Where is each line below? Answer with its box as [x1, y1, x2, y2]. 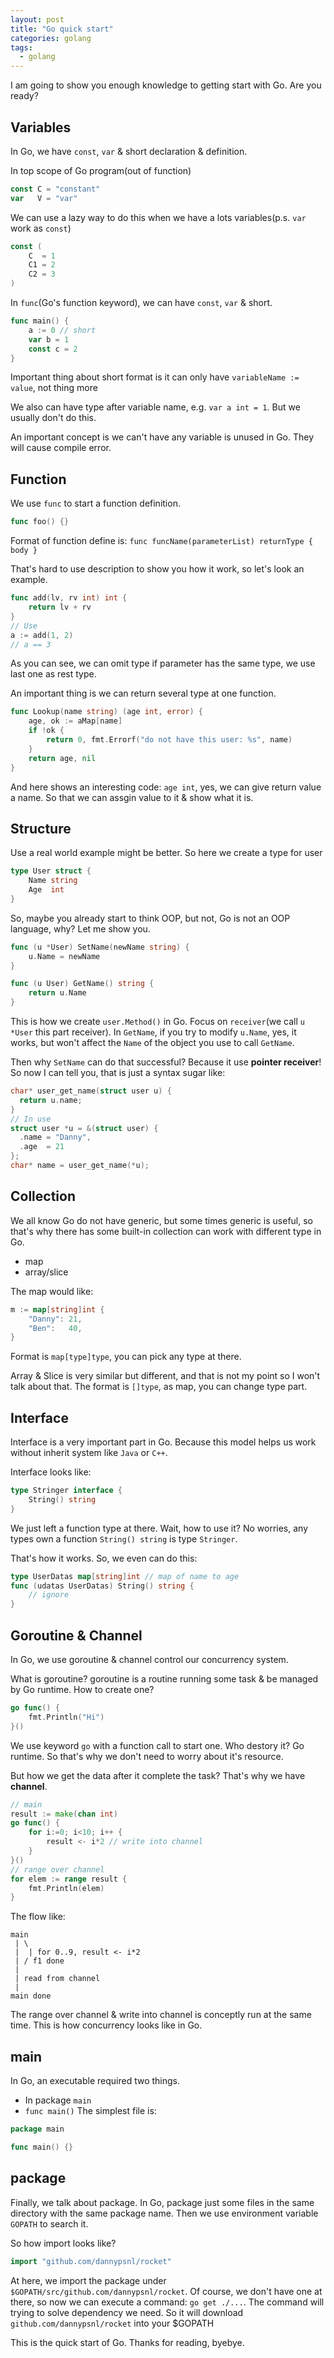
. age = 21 [19, 1142, 65, 1152]
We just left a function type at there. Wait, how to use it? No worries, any [10, 1522, 308, 1534]
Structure [10, 820, 72, 837]
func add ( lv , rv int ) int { [10, 593, 128, 603]
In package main [24, 2094, 92, 2106]
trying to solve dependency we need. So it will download [10, 2306, 244, 2318]
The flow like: [10, 1911, 66, 1923]
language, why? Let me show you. [10, 922, 151, 935]
